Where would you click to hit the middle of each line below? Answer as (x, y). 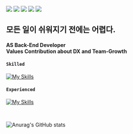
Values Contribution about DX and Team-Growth (67, 51)
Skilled (16, 64)
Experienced (21, 89)
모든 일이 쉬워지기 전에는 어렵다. (61, 30)
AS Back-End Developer (36, 45)
